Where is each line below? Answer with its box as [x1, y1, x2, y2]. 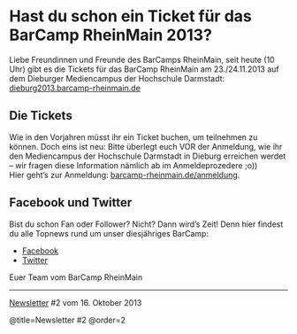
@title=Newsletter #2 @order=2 [9, 315, 126, 325]
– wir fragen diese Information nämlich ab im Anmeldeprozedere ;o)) [9, 159, 258, 170]
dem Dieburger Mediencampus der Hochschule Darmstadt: [9, 73, 225, 83]
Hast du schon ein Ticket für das [9, 6, 252, 27]
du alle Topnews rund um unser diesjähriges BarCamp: [9, 228, 209, 238]
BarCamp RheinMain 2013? [9, 25, 212, 45]
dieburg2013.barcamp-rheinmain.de [9, 82, 141, 93]
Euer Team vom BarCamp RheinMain [9, 272, 143, 283]
